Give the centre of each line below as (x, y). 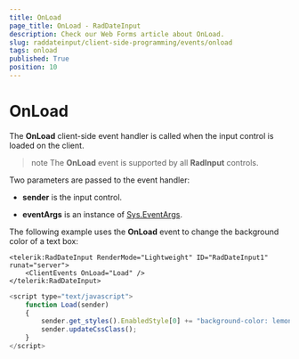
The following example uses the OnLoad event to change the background (144, 232)
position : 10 (33, 68)
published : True (39, 59)
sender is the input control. (72, 197)
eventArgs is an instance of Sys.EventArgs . (102, 214)
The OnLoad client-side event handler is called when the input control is (141, 135)
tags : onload (33, 51)
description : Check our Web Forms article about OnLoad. (117, 34)
